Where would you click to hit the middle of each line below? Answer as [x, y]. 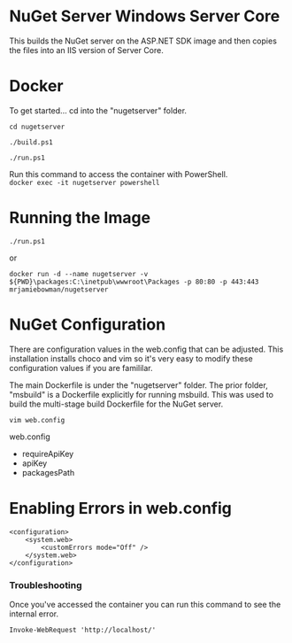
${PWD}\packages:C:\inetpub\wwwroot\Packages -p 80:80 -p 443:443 [134, 282]
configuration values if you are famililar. [81, 368]
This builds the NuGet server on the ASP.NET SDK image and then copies [143, 41]
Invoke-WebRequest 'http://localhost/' [83, 630]
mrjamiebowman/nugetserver [59, 290]
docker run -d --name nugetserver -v [79, 274]
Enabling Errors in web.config [120, 508]
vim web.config [37, 420]
